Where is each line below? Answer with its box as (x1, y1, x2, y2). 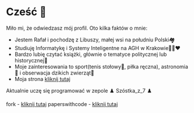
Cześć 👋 (6, 5, 47, 19)
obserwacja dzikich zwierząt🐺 (22, 69, 95, 76)
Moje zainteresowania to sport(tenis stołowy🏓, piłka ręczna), (14, 63, 160, 70)
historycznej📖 (14, 57, 48, 63)
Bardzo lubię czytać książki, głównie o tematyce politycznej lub (14, 51, 167, 58)
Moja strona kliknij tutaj (14, 75, 71, 82)
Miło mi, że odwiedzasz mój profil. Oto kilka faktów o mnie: (6, 24, 148, 31)
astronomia (161, 63, 189, 70)
